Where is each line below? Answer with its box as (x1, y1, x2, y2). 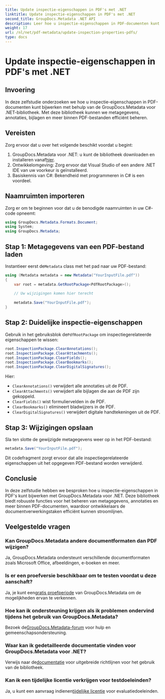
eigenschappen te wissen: (5, 337, 59, 343)
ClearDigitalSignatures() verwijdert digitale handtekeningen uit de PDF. (12, 409, 161, 415)
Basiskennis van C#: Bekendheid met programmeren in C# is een (12, 172, 144, 178)
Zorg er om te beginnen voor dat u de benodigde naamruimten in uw (5, 205, 144, 211)
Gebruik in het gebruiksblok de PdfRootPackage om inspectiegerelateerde (5, 331, 152, 337)
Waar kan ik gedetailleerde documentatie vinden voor (5, 642, 136, 649)
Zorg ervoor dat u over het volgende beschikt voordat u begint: (5, 142, 133, 148)
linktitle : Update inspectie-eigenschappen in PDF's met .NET (5, 12, 135, 17)
